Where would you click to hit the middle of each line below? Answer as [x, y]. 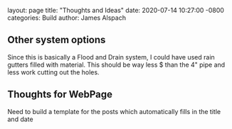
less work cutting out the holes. [53, 72]
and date [20, 119]
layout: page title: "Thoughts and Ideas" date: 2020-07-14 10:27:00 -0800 [116, 10]
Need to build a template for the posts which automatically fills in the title [114, 111]
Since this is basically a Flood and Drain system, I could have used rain [111, 57]
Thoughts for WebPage [60, 95]
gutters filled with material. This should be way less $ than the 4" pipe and [116, 64]
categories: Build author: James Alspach [67, 18]
